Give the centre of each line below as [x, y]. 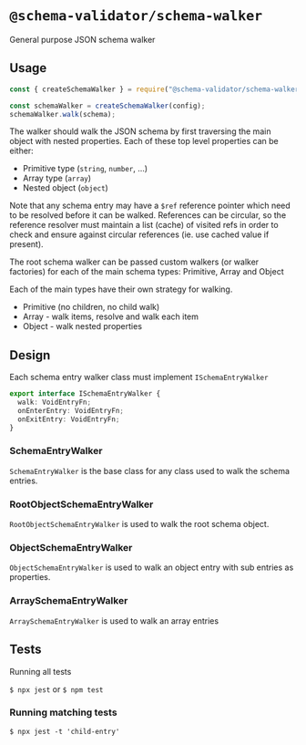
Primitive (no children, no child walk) [91, 307]
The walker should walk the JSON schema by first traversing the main [140, 131]
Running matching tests [63, 712]
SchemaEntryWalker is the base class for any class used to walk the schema [149, 471]
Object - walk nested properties [82, 326]
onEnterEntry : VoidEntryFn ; [71, 410]
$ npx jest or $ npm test [56, 689]
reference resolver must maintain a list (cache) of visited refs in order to [144, 225]
